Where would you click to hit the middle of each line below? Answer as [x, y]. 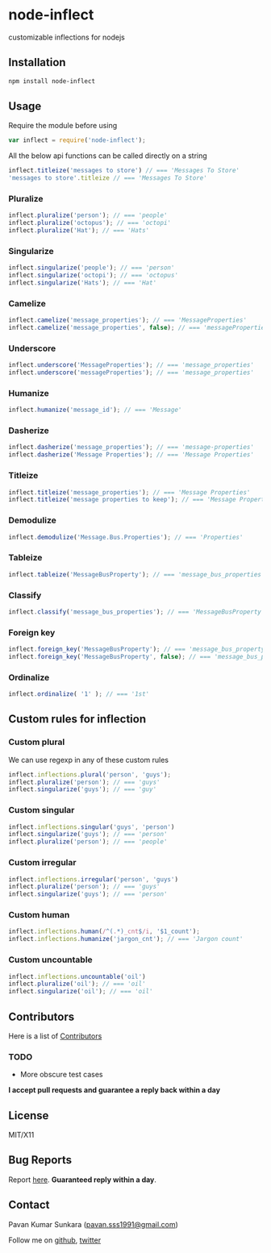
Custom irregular [42, 863]
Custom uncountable [50, 960]
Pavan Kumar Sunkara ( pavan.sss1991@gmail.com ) [94, 1224]
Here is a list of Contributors [55, 1036]
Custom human [39, 915]
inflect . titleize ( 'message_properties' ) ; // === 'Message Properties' [129, 492]
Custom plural [37, 742]
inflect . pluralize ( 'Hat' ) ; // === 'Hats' [79, 231]
